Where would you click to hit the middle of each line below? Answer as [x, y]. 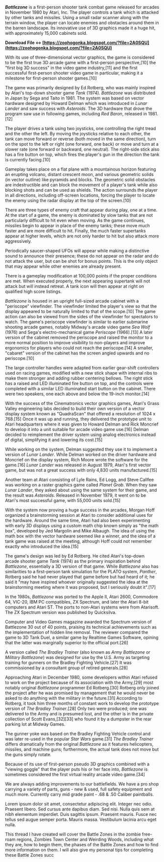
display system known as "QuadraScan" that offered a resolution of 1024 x [80, 414]
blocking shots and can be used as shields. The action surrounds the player [82, 190]
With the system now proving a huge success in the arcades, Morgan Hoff [80, 510]
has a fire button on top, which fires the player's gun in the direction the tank [82, 154]
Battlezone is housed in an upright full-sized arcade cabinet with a [72, 301]
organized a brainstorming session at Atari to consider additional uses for [79, 515]
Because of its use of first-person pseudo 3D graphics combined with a [77, 764]
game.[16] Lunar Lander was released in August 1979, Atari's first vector [78, 465]
